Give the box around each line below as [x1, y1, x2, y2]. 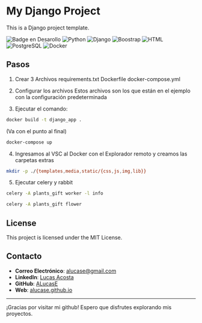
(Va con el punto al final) [6, 127, 67, 134]
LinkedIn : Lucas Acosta [14, 273, 74, 280]
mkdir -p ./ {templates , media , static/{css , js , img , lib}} [6, 168, 147, 174]
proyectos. [6, 310, 33, 317]
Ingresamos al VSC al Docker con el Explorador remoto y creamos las [14, 150, 188, 157]
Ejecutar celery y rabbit [14, 179, 73, 186]
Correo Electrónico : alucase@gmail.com [14, 267, 117, 274]
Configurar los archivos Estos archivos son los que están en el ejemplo [14, 87, 191, 94]
